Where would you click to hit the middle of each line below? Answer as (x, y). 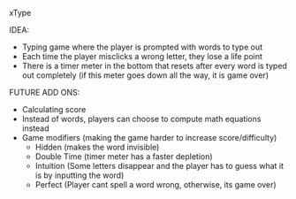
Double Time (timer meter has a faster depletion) (124, 157)
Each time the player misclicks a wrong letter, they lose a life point (142, 56)
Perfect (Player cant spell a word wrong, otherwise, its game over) (156, 184)
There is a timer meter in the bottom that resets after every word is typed (154, 66)
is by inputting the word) (80, 175)
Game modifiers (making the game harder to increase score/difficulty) (149, 138)
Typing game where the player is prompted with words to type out (142, 47)
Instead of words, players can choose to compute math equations (141, 119)
